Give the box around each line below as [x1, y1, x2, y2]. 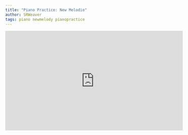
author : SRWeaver [5, 12, 42, 17]
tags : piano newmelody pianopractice [5, 17, 85, 22]
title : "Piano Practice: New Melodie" [5, 7, 87, 13]
